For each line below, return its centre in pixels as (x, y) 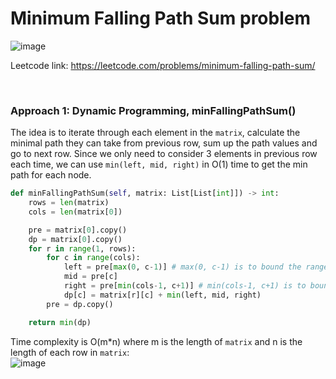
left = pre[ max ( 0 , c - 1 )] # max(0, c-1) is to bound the (182, 267)
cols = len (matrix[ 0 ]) (75, 212)
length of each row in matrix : (70, 352)
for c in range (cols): (93, 258)
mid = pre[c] (90, 277)
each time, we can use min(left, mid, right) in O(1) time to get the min (159, 164)
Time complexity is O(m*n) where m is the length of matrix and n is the (156, 341)
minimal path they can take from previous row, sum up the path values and (164, 143)
